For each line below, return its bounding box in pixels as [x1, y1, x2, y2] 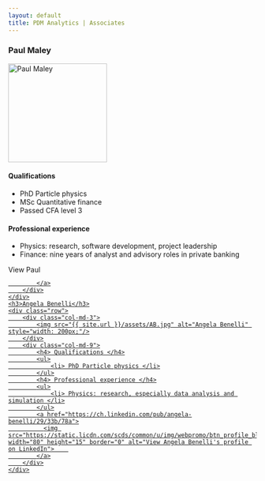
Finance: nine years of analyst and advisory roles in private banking [19, 250, 240, 259]
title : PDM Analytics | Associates [8, 19, 125, 27]
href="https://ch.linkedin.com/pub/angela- [47, 411, 192, 419]
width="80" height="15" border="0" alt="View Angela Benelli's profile [8, 438, 248, 446]
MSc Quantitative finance [19, 197, 103, 206]
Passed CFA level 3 [19, 206, 83, 215]
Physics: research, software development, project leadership [19, 242, 218, 251]
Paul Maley [8, 45, 51, 56]
